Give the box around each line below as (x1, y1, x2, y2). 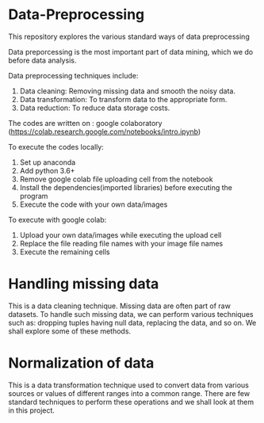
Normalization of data (8, 354, 155, 372)
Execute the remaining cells (19, 247, 110, 257)
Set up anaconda (19, 157, 76, 167)
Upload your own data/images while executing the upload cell (19, 230, 222, 239)
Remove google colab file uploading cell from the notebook (19, 174, 213, 184)
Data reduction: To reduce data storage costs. (19, 103, 170, 112)
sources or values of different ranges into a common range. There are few (8, 388, 251, 398)
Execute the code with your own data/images (19, 200, 168, 209)
